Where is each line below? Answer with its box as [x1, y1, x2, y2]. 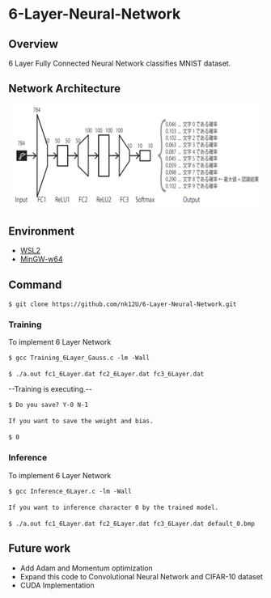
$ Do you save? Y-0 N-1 [8, 401, 89, 409]
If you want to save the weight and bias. [8, 418, 154, 426]
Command [8, 278, 62, 291]
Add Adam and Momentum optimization [19, 563, 154, 573]
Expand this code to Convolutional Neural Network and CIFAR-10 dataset [19, 571, 263, 581]
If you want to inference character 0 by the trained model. [8, 503, 219, 511]
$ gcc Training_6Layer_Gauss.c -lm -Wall [8, 354, 150, 363]
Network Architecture [8, 82, 121, 95]
